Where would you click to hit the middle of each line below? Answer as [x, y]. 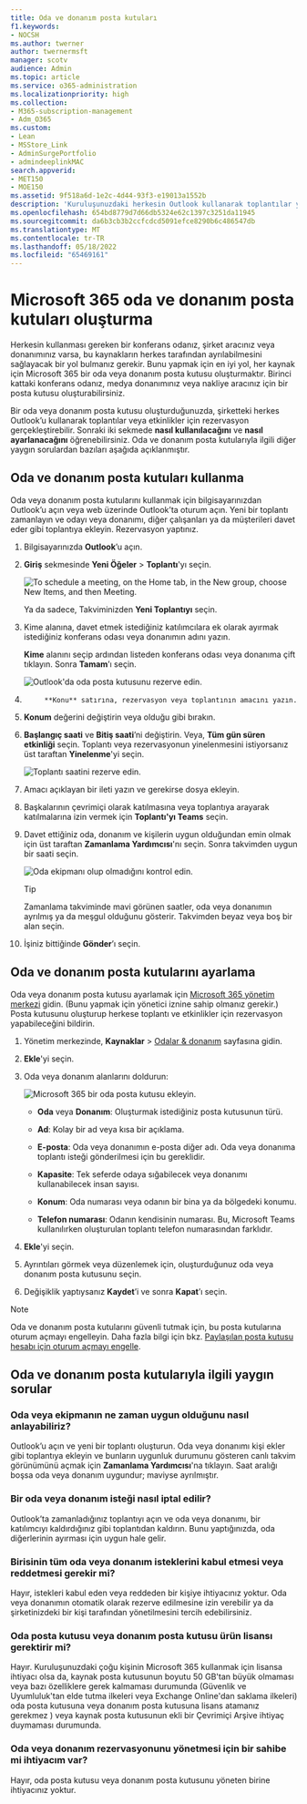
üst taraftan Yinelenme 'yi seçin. [84, 753]
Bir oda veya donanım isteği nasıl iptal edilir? [111, 1499]
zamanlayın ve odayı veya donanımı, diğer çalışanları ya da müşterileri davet [153, 519]
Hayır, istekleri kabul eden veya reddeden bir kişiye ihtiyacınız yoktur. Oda [149, 1593]
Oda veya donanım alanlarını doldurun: [96, 1076]
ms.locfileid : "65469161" [59, 255]
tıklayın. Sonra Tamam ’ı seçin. [80, 664]
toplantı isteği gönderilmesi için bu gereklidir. [121, 1156]
